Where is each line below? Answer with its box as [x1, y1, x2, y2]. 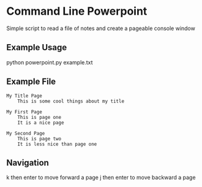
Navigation [6, 158, 49, 168]
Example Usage [6, 42, 67, 53]
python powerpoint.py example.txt [6, 58, 93, 66]
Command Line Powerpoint [6, 4, 148, 18]
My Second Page [6, 130, 45, 136]
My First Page [6, 109, 43, 115]
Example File [6, 77, 56, 87]
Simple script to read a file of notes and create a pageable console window [6, 25, 196, 32]
